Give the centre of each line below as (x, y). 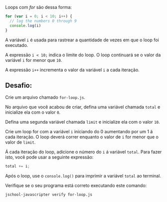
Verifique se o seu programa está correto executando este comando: (76, 186)
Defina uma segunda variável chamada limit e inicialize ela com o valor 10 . (83, 122)
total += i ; (17, 167)
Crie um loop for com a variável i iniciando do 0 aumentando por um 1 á (79, 132)
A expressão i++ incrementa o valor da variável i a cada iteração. (72, 70)
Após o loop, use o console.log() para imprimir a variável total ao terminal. (83, 176)
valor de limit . (20, 142)
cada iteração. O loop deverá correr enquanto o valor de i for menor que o (82, 137)
